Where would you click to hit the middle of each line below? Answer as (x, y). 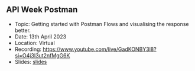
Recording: (28, 49)
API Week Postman (42, 10)
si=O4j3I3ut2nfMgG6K (42, 55)
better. (23, 30)
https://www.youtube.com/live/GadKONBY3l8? (100, 49)
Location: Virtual (35, 43)
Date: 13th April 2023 (40, 36)
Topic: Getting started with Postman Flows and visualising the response (102, 24)
